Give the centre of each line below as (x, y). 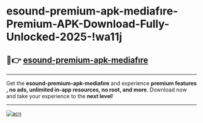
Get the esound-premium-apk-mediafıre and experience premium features (101, 83)
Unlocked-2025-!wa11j (64, 37)
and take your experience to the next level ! (60, 96)
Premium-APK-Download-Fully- (88, 24)
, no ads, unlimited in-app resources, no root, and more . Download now (97, 90)
